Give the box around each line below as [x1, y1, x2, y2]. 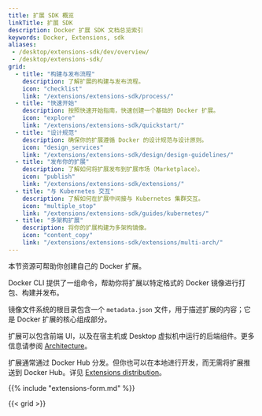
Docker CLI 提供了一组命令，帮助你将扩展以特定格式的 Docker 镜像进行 [8, 277, 239, 288]
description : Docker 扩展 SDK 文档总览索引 [8, 26, 144, 34]
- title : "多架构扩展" [15, 217, 84, 225]
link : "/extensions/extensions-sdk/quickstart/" [22, 121, 185, 129]
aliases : [8, 41, 37, 49]
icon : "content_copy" [22, 232, 93, 240]
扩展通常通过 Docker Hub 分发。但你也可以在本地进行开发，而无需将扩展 [8, 358, 244, 367]
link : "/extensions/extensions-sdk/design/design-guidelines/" [22, 150, 234, 158]
